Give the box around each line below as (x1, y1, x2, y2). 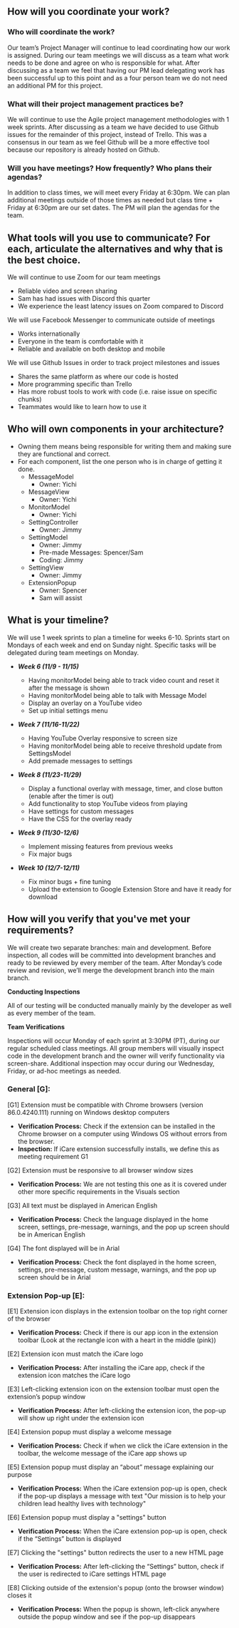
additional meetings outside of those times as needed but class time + (7, 196, 213, 205)
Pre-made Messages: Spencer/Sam (38, 548, 144, 557)
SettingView (28, 563, 64, 572)
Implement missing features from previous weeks (28, 842, 174, 850)
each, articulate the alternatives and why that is (7, 242, 223, 255)
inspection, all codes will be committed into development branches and (7, 951, 216, 959)
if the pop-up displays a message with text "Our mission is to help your (17, 1492, 226, 1500)
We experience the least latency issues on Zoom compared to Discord (17, 302, 224, 311)
